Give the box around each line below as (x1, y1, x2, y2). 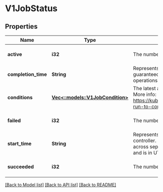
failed (7, 117, 21, 124)
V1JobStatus (5, 3, 58, 14)
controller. (133, 137, 157, 144)
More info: (133, 91, 157, 98)
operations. (133, 77, 159, 84)
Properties (5, 22, 38, 31)
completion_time (7, 71, 47, 78)
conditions (7, 94, 33, 101)
